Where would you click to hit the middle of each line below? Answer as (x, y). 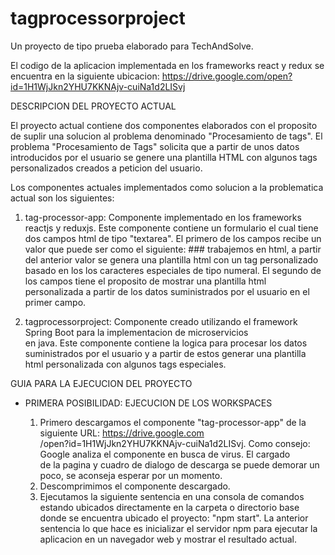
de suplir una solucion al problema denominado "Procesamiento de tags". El (166, 136)
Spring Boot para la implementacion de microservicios (136, 332)
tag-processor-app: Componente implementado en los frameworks (163, 217)
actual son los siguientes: (62, 198)
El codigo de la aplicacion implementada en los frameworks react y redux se (167, 65)
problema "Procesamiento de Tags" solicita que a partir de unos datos (155, 146)
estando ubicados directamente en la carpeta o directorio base (169, 507)
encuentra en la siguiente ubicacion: (85, 76)
